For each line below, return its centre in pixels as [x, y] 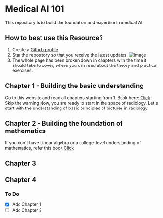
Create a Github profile [35, 49]
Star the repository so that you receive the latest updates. [70, 55]
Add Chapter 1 [26, 204]
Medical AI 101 [35, 9]
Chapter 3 [21, 163]
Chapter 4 [21, 180]
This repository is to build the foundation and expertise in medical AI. [74, 22]
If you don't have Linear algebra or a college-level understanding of [73, 143]
